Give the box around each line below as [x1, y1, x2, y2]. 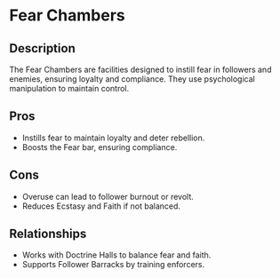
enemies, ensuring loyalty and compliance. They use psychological [9, 74, 255, 84]
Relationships [9, 226, 87, 242]
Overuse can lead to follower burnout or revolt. [21, 191, 194, 202]
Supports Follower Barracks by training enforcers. [21, 259, 205, 270]
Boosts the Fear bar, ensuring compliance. [21, 141, 178, 152]
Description [9, 41, 76, 56]
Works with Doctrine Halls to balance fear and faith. [21, 250, 212, 260]
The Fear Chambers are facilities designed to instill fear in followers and [9, 64, 272, 75]
